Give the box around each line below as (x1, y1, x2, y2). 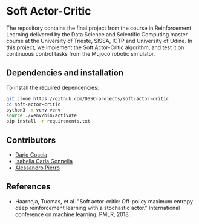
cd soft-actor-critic (6, 101, 61, 107)
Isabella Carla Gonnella (15, 157, 73, 165)
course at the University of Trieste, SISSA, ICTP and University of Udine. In (6, 37, 192, 44)
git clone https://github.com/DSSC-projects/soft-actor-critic (6, 95, 169, 101)
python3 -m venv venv (6, 107, 61, 113)
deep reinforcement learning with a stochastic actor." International (15, 204, 180, 211)
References (6, 182, 51, 192)
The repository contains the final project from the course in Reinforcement (6, 24, 192, 32)
